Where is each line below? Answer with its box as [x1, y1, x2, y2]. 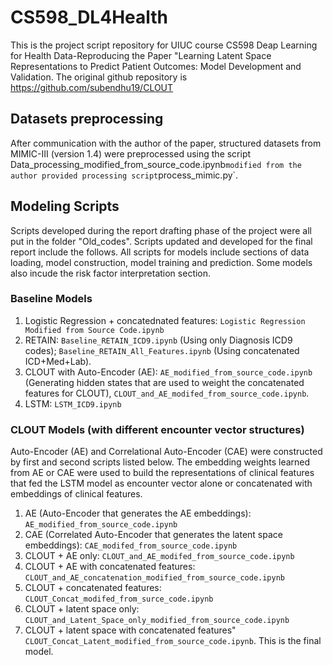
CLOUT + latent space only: [24, 603, 140, 615]
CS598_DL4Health [10, 6, 169, 29]
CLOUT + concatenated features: [24, 582, 162, 594]
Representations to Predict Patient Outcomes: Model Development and [10, 60, 302, 72]
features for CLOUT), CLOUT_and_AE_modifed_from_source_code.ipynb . [24, 387, 310, 399]
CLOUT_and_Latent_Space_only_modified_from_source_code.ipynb [24, 616, 290, 626]
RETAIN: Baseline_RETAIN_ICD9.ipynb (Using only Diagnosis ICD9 [24, 334, 293, 346]
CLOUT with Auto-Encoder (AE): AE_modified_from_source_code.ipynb [24, 366, 313, 378]
